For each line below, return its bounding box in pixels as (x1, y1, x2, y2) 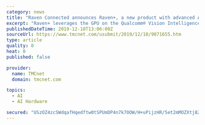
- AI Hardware (12, 98, 48, 105)
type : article (6, 37, 43, 43)
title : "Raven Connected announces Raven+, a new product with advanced (6, 15, 195, 21)
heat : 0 (6, 49, 26, 55)
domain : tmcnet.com (12, 76, 62, 83)
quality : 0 (6, 43, 34, 49)
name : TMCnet (12, 70, 45, 76)
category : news (6, 8, 45, 15)
